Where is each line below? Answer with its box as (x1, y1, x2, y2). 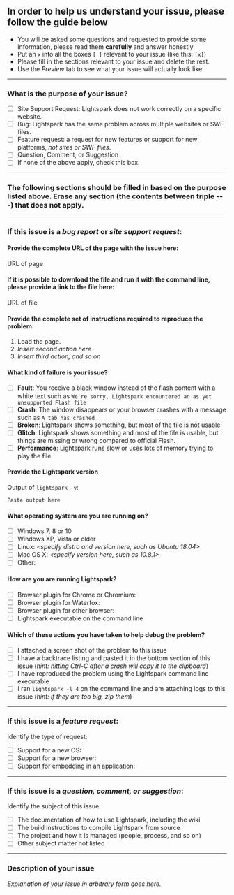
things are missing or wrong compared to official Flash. (17, 436, 176, 444)
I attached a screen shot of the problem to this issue (17, 646, 167, 655)
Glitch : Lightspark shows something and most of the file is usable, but (17, 428, 219, 437)
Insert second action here (17, 345, 92, 354)
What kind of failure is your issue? (7, 368, 108, 377)
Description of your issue (7, 864, 95, 873)
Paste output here (7, 496, 61, 504)
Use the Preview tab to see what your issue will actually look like (17, 64, 203, 73)
